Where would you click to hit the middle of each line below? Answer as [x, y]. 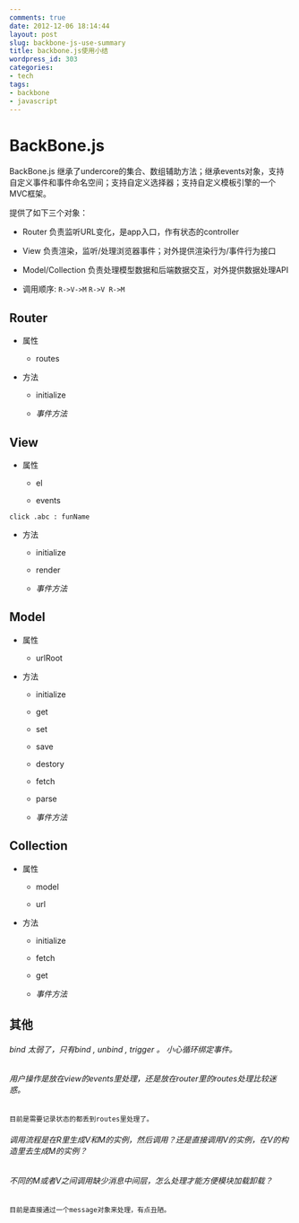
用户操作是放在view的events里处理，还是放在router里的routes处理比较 [139, 1079]
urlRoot [49, 658]
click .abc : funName [50, 517]
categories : [31, 68]
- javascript [34, 101]
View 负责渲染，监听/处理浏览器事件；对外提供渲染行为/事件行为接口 [149, 251]
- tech [21, 76]
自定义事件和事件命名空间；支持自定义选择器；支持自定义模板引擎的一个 [142, 183]
